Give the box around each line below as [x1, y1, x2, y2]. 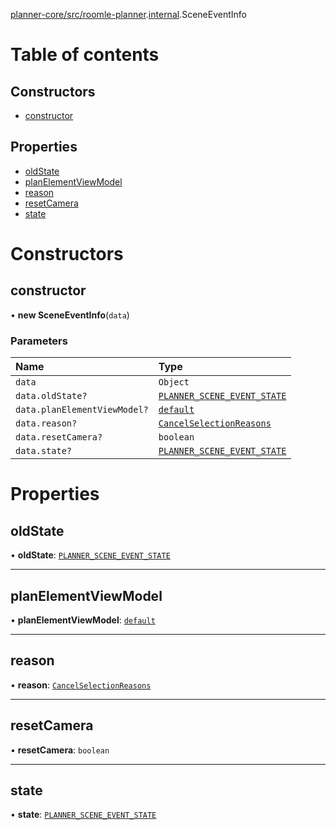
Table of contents [10, 44, 160, 66]
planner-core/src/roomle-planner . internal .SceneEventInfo [10, 9, 247, 20]
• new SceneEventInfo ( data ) [10, 309, 130, 321]
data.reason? [15, 418, 78, 429]
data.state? [15, 445, 73, 457]
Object [158, 377, 190, 388]
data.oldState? [15, 390, 88, 402]
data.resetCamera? [15, 432, 103, 443]
